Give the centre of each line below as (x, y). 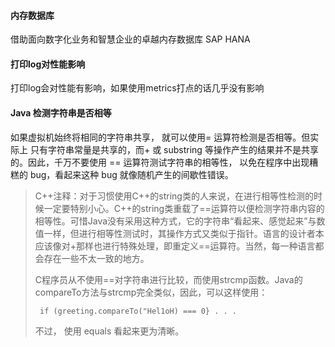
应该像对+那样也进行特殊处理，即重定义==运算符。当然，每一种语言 (175, 246)
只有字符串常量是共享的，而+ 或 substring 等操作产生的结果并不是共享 (174, 149)
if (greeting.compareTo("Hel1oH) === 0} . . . (138, 311)
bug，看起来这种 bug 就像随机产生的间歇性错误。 (131, 174)
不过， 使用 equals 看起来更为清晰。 (109, 331)
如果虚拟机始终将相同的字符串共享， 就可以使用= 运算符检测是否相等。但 (160, 137)
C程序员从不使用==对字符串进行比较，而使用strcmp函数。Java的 (168, 279)
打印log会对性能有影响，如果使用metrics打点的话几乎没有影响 (137, 88)
